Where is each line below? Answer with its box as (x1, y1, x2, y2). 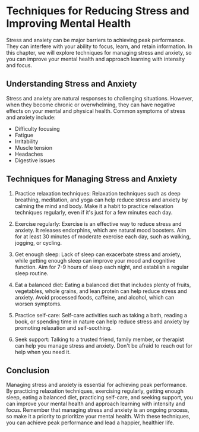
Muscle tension (14, 144, 52, 151)
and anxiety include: (6, 113, 56, 121)
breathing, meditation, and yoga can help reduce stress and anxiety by (14, 196, 188, 203)
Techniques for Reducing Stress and (6, 4, 189, 18)
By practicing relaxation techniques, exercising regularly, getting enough (6, 387, 184, 395)
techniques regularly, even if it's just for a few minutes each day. (14, 209, 173, 216)
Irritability (14, 138, 39, 145)
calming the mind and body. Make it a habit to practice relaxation (14, 202, 173, 209)
